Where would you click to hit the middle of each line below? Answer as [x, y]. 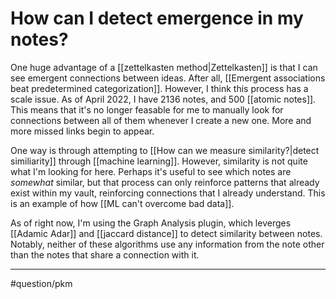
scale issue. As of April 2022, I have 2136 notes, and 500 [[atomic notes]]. [163, 99]
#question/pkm [41, 283]
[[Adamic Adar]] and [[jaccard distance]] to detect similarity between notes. [166, 233]
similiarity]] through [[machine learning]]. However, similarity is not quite [159, 161]
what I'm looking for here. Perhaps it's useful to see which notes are [151, 171]
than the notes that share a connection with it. [105, 254]
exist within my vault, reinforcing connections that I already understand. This [168, 193]
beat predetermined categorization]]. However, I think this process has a [159, 88]
